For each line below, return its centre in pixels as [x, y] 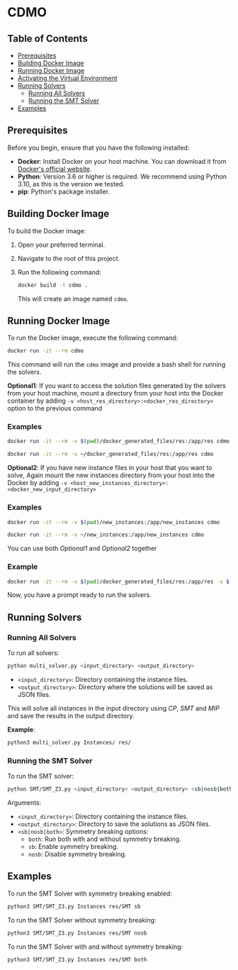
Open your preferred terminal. [61, 245]
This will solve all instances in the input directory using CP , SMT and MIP [113, 708]
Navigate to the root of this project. [69, 258]
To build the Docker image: [47, 230]
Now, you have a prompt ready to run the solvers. [79, 595]
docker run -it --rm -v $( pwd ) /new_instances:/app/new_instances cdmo [114, 522]
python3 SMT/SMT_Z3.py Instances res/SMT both [77, 959]
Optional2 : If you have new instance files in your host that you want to [110, 468]
